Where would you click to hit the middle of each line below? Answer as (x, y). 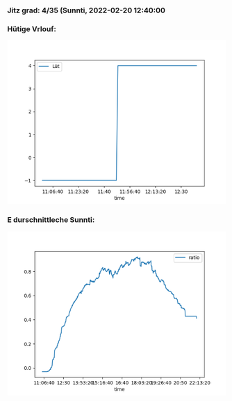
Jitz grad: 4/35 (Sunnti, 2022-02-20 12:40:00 (86, 10)
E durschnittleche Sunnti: (51, 220)
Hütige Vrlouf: (32, 28)
